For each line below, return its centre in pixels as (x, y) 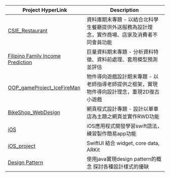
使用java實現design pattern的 (122, 159)
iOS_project (22, 146)
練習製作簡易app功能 (112, 134)
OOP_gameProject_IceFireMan (44, 87)
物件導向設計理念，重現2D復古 (123, 92)
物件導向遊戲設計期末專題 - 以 (123, 77)
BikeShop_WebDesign (34, 112)
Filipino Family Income (34, 56)
